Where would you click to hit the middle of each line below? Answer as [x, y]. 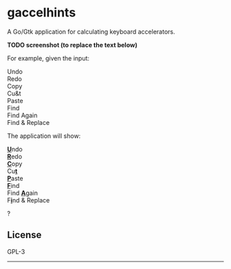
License [24, 235]
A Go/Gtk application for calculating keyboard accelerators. [91, 32]
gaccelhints [42, 13]
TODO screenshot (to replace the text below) [72, 45]
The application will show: [44, 136]
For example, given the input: [48, 58]
